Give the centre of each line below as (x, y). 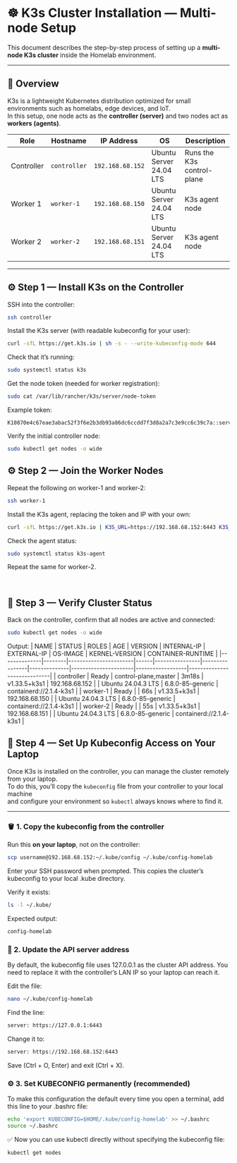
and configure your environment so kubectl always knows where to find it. (115, 801)
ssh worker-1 (26, 501)
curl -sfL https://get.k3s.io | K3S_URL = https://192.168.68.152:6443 (112, 527)
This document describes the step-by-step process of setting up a (104, 47)
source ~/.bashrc (33, 1126)
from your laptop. (32, 779)
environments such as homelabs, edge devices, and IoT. (89, 108)
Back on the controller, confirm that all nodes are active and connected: (111, 620)
